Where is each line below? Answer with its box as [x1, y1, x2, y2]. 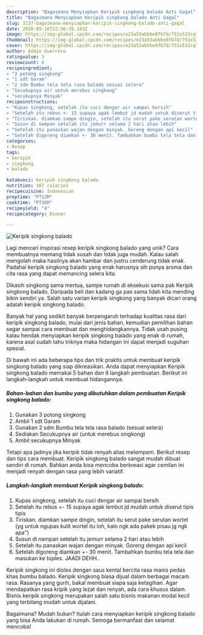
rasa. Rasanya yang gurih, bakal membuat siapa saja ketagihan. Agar [6, 579, 178, 587]
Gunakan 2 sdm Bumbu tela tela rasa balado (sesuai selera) [14, 424, 164, 431]
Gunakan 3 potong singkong [14, 411, 86, 419]
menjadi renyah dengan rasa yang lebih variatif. [6, 468, 124, 475]
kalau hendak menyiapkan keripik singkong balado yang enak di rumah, [6, 332, 184, 339]
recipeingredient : [6, 65, 53, 71]
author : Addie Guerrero [6, 48, 66, 54]
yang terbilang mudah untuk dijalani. [6, 599, 97, 606]
